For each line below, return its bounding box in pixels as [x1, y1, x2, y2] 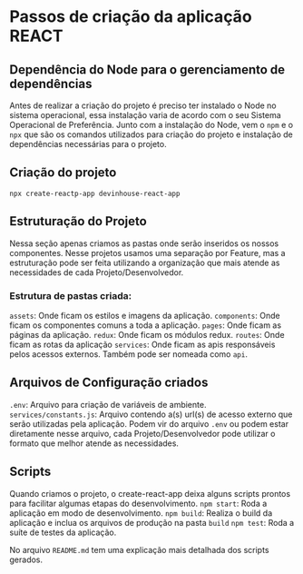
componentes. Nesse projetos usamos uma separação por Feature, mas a [9, 247, 286, 258]
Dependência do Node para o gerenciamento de [9, 62, 286, 77]
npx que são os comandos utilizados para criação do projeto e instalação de [9, 129, 293, 140]
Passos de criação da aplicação [9, 6, 252, 27]
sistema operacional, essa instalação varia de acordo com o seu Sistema [9, 110, 281, 120]
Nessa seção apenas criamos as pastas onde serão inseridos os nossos [9, 238, 279, 249]
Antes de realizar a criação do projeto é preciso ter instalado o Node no [9, 100, 277, 111]
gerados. [9, 554, 44, 565]
